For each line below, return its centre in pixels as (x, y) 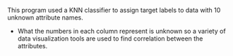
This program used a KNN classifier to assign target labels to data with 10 (114, 10)
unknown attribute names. (45, 17)
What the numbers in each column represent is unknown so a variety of (121, 31)
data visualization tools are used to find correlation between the (110, 38)
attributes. (32, 46)
